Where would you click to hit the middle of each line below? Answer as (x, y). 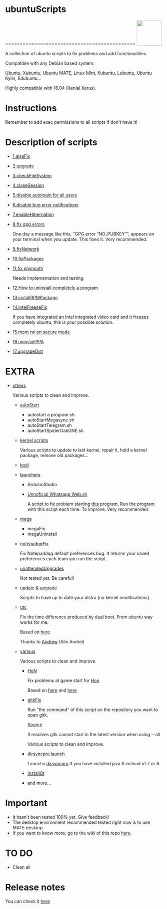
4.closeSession (28, 185)
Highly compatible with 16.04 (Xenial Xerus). (51, 88)
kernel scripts (34, 440)
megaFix (36, 528)
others (19, 385)
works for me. (34, 622)
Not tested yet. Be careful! (47, 578)
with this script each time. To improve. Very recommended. (88, 509)
